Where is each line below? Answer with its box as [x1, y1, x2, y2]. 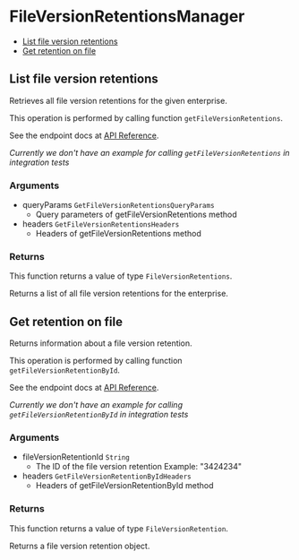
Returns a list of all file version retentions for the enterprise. [9, 289, 228, 299]
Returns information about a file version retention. [9, 338, 192, 349]
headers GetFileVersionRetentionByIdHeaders [21, 470, 192, 481]
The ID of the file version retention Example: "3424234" [35, 461, 243, 472]
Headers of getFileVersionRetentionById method [35, 480, 214, 491]
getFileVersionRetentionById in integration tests [9, 409, 189, 420]
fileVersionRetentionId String [21, 452, 130, 462]
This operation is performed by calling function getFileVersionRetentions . [9, 112, 284, 123]
